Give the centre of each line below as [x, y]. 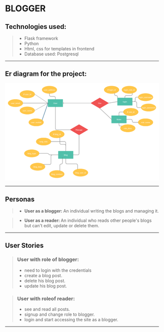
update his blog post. [46, 286]
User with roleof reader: [46, 298]
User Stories [24, 246]
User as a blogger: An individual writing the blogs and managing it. [92, 211]
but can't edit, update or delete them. [62, 226]
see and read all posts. [47, 309]
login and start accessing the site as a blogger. [71, 320]
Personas [20, 199]
